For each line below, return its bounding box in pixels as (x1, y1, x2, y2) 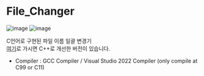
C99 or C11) (15, 63, 45, 71)
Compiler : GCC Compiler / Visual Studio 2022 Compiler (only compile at (15, 57, 198, 64)
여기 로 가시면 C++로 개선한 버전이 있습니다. (6, 45, 111, 52)
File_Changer (6, 4, 75, 18)
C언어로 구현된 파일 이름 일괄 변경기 (6, 37, 92, 44)
